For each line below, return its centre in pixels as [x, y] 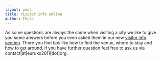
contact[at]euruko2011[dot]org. [36, 53]
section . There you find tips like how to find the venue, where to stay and [79, 43]
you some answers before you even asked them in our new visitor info [76, 38]
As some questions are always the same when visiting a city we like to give [81, 33]
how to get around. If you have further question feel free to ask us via [75, 48]
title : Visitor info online [34, 14]
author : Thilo [20, 19]
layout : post [18, 10]
